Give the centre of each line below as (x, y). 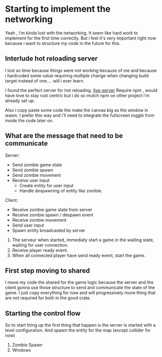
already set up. (20, 101)
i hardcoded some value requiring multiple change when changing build (77, 75)
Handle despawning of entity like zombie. (61, 190)
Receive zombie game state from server (52, 210)
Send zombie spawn (33, 170)
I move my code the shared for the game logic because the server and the (79, 282)
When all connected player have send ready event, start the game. (79, 255)
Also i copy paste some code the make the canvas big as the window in (77, 110)
